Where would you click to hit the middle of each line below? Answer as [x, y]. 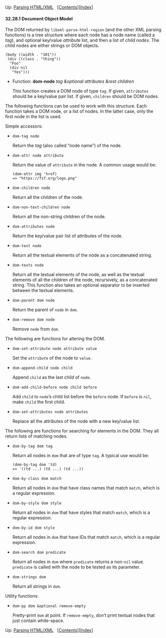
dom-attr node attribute [38, 156]
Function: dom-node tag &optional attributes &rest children [73, 81]
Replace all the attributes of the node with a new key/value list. [76, 421]
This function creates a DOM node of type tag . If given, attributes [80, 91]
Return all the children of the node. [48, 197]
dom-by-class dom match [37, 479]
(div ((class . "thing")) [34, 59]
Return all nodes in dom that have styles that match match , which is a [81, 512]
